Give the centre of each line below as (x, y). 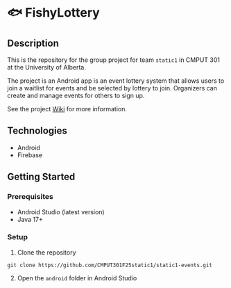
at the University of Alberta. (47, 67)
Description (33, 43)
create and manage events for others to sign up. (76, 95)
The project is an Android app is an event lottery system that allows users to (116, 81)
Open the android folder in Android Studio (77, 278)
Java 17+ (30, 219)
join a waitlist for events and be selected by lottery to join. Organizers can (112, 88)
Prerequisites (30, 197)
